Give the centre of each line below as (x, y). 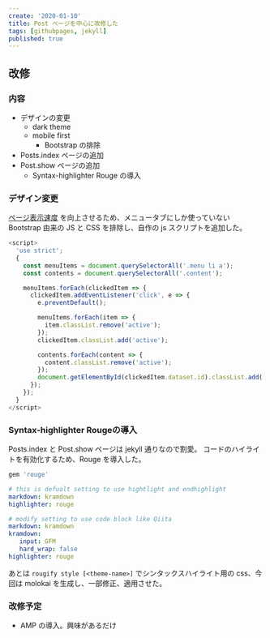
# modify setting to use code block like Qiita (90, 519)
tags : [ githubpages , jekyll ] (58, 31)
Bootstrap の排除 (73, 145)
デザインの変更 (45, 118)
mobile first (51, 135)
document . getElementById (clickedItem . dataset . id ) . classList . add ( (150, 378)
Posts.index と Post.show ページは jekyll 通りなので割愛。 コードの (120, 449)
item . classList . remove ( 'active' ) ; (103, 325)
